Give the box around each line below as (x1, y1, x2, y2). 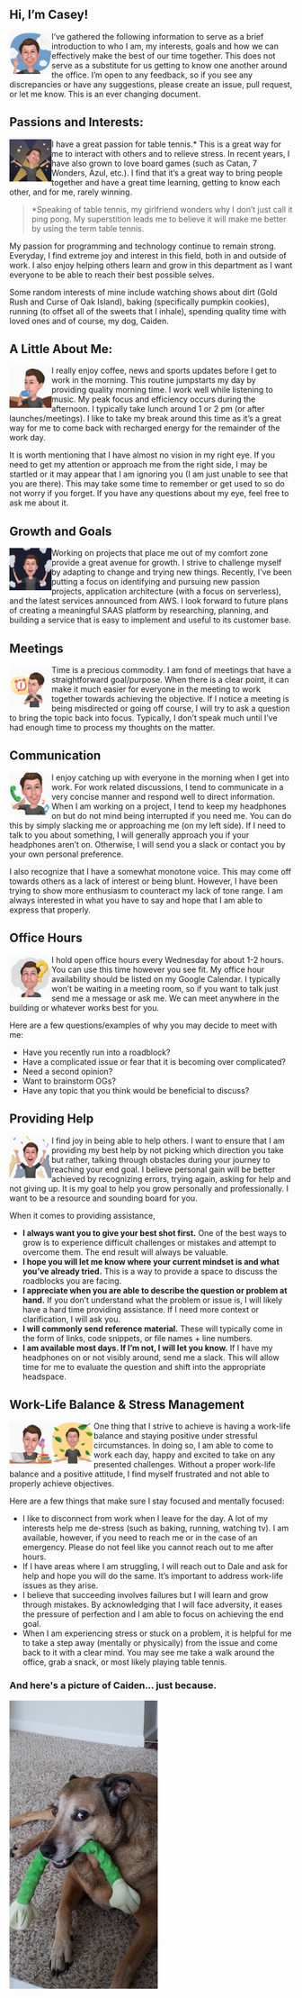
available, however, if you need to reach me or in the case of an (22, 1532, 258, 1543)
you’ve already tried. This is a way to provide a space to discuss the (22, 1266, 278, 1276)
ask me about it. (9, 497, 69, 508)
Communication (9, 748, 102, 764)
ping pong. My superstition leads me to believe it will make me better (31, 213, 287, 224)
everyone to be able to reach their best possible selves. (9, 269, 215, 280)
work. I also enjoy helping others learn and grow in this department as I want (9, 259, 293, 270)
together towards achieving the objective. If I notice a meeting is (51, 694, 289, 704)
